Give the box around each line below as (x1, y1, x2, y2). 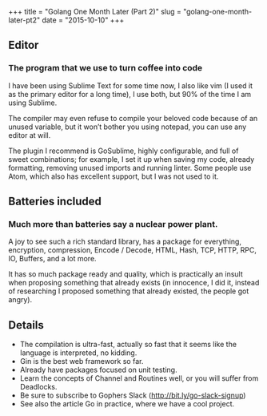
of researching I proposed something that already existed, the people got (8, 286, 249, 296)
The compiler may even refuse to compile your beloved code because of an (8, 113, 258, 123)
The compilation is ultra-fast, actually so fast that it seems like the (19, 340, 237, 349)
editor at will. (8, 130, 51, 139)
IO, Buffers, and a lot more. (8, 254, 98, 264)
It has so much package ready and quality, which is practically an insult (8, 269, 244, 279)
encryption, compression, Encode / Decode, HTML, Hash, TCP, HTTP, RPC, (8, 245, 257, 255)
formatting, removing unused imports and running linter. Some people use (8, 163, 252, 172)
